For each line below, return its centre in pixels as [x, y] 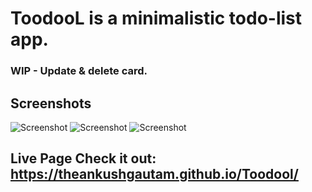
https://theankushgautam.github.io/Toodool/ [154, 174]
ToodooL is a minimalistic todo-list [156, 18]
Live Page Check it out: [83, 158]
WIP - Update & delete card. [79, 71]
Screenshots [51, 103]
